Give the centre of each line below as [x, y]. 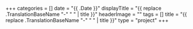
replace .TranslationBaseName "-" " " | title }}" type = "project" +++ [87, 20]
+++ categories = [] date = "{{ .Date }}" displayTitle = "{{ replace [84, 8]
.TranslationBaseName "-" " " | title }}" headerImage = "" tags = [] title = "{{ [96, 14]
